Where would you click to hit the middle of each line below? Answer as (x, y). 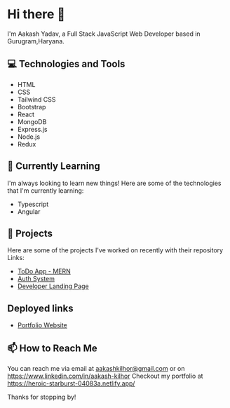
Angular (29, 211)
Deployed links (40, 308)
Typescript (33, 204)
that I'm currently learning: (46, 190)
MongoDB (32, 121)
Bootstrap (32, 107)
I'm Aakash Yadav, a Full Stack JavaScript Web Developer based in (104, 34)
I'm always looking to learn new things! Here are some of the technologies (115, 183)
